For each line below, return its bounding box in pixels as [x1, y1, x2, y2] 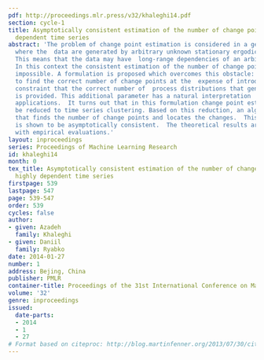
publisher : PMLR [8, 274, 61, 283]
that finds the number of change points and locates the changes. [15, 114, 237, 122]
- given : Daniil [8, 238, 61, 246]
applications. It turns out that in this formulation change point [15, 99, 244, 107]
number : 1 [8, 260, 41, 268]
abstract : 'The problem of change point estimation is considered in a [8, 41, 247, 49]
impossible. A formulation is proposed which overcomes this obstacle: [15, 70, 255, 78]
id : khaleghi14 [8, 150, 58, 158]
